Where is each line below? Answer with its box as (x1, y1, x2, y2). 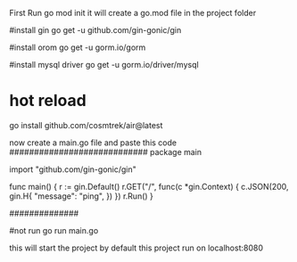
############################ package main (9, 146, 202, 157)
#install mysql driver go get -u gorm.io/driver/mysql (9, 60, 199, 70)
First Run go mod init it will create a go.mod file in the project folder (9, 8, 257, 18)
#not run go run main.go (9, 225, 99, 235)
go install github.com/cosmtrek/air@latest (9, 119, 163, 130)
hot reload (9, 91, 87, 111)
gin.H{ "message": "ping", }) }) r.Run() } (9, 191, 154, 201)
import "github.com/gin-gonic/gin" (9, 164, 136, 175)
